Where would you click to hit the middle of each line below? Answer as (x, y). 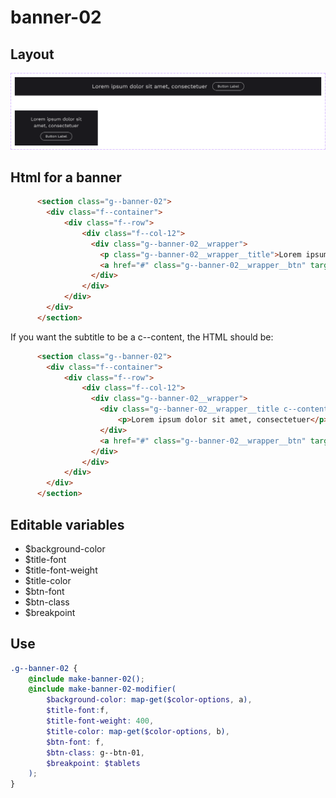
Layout (32, 54)
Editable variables (67, 524)
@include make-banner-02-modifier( (102, 689)
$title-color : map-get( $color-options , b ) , (138, 731)
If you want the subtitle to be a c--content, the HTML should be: (142, 337)
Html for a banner (66, 177)
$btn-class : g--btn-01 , (95, 752)
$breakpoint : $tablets (93, 763)
